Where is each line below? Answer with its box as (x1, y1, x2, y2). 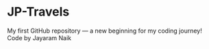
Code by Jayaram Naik (7, 33, 72, 42)
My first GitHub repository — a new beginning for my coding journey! (7, 27, 202, 35)
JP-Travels (7, 4, 70, 20)
